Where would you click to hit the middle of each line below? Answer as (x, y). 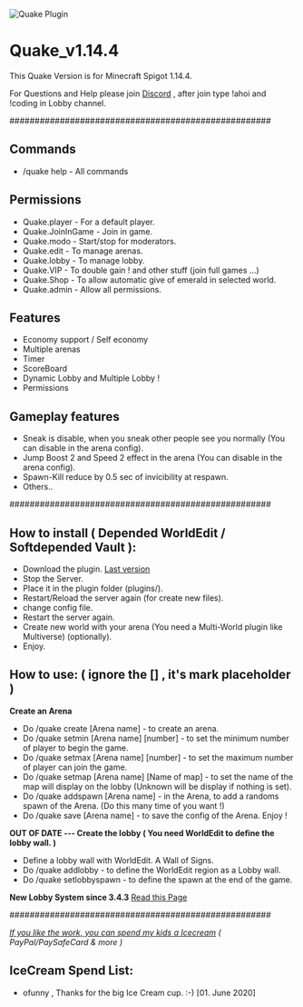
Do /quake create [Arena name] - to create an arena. (121, 728)
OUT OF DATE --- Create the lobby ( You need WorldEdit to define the (142, 833)
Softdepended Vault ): (73, 547)
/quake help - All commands (75, 171)
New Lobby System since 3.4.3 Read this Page (98, 897)
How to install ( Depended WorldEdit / (117, 533)
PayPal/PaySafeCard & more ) (66, 942)
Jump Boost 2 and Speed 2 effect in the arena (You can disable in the (152, 458)
